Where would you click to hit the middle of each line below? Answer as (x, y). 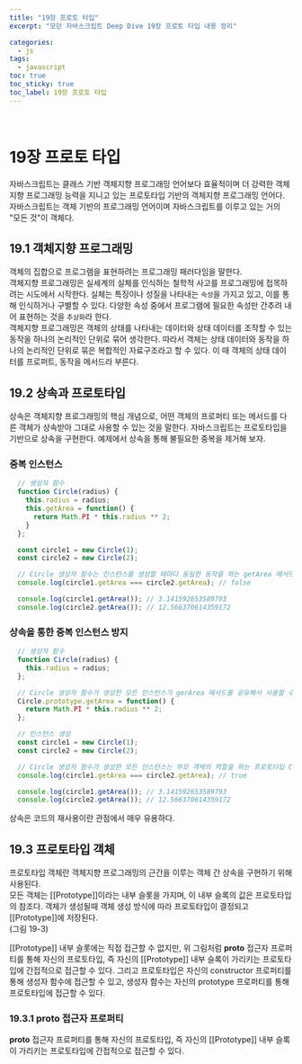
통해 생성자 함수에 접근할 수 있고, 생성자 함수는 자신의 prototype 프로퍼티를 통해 (150, 982)
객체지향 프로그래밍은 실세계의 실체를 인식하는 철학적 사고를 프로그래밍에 (137, 283)
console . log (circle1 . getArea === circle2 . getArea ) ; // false (134, 583)
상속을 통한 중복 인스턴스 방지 (69, 632)
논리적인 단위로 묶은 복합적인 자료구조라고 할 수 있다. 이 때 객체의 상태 (148, 351)
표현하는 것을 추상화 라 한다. (65, 317)
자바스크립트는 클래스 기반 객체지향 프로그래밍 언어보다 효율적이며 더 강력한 (142, 183)
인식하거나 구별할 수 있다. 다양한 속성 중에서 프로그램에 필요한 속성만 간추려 (151, 306)
